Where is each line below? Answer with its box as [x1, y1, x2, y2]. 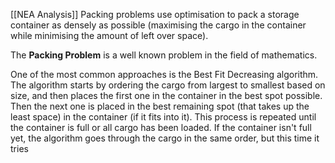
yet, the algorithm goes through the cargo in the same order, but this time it [10, 132, 320, 144]
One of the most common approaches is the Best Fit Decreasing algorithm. [10, 69, 319, 80]
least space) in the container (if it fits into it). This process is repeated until [10, 111, 317, 123]
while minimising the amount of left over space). [10, 30, 209, 41]
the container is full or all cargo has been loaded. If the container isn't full [10, 122, 312, 133]
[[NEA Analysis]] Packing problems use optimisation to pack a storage [10, 9, 300, 20]
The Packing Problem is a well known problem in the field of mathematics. [10, 49, 318, 61]
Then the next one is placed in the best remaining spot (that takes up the [10, 100, 310, 112]
